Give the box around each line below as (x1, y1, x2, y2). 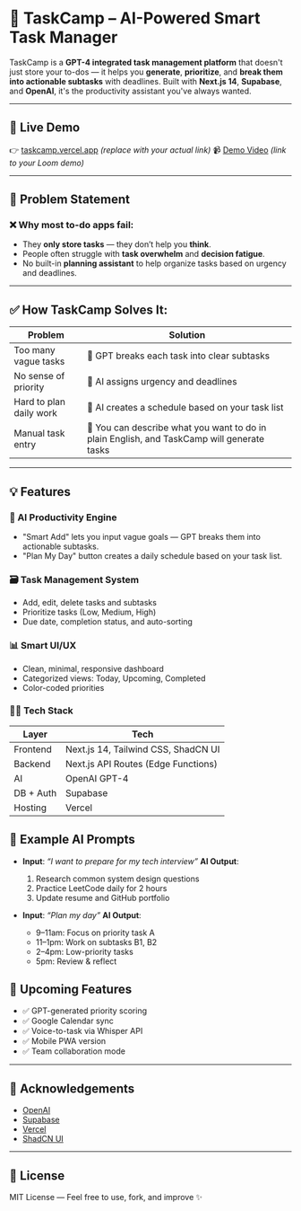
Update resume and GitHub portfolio (35, 892, 170, 903)
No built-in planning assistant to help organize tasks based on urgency (21, 258, 287, 269)
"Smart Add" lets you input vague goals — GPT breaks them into (21, 531, 262, 542)
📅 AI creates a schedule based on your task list (86, 402, 284, 414)
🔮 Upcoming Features (9, 982, 133, 997)
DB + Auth (13, 786, 57, 799)
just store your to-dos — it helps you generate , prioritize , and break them (9, 66, 284, 77)
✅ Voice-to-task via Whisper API (21, 1026, 143, 1037)
